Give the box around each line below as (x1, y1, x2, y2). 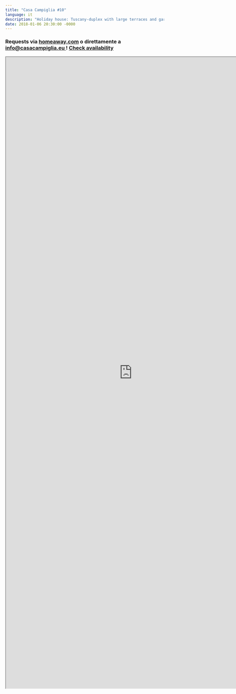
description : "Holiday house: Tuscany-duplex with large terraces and (5, 17, 157, 22)
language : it (5, 12, 33, 17)
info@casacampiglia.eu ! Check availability (5, 44, 114, 52)
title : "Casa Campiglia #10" (5, 7, 67, 13)
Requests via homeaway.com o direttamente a (5, 38, 121, 45)
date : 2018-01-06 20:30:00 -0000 (5, 21, 76, 27)
